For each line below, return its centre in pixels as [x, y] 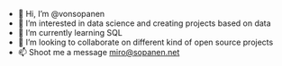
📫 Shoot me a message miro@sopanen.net [99, 52]
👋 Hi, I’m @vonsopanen [61, 14]
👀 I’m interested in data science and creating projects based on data [145, 23]
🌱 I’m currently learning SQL [70, 33]
